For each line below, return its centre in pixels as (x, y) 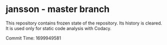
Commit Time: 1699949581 (33, 38)
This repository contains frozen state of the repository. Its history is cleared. (84, 23)
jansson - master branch (58, 9)
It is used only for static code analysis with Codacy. (58, 28)
